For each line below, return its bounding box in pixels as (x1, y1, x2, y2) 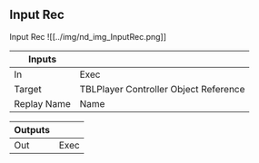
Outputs (14, 123, 50, 136)
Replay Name (14, 97, 71, 110)
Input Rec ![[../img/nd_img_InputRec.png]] (9, 31, 166, 42)
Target (14, 82, 43, 95)
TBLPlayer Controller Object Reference (79, 82, 245, 95)
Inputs (28, 53, 57, 65)
